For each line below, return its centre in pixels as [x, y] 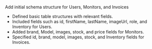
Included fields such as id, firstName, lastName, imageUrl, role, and [79, 22]
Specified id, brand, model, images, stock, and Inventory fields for [78, 37]
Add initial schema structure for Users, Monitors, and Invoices [67, 7]
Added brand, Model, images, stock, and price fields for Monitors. [78, 32]
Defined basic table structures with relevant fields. [62, 16]
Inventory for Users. [32, 27]
